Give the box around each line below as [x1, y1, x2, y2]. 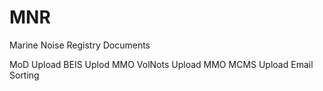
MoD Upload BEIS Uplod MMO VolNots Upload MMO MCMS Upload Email [9, 58, 314, 70]
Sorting [9, 69, 40, 81]
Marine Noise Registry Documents [9, 39, 151, 51]
